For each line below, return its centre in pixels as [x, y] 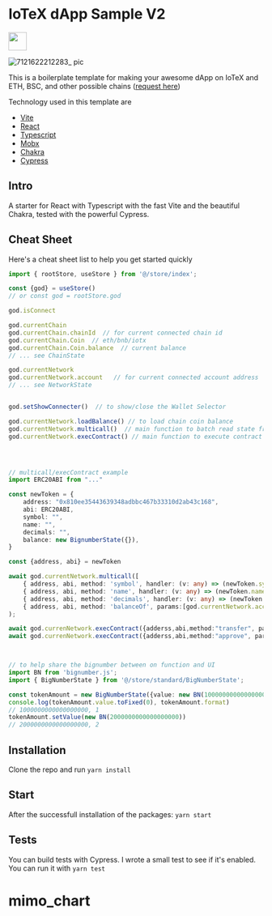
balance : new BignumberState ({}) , [81, 539]
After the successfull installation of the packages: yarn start [110, 814]
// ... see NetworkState [50, 386]
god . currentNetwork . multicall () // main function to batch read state [132, 429]
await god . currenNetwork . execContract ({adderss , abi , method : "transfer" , [132, 628]
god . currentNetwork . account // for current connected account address [134, 377]
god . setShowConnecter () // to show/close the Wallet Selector [117, 407]
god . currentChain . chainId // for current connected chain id [115, 333]
